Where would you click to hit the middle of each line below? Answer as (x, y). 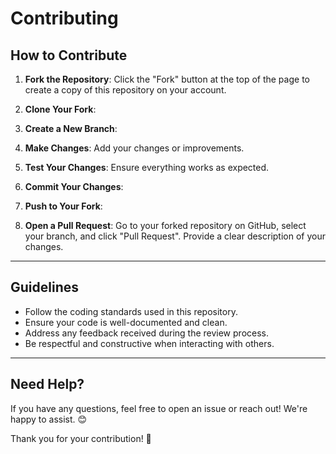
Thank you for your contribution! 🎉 (81, 438)
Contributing (64, 18)
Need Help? (47, 384)
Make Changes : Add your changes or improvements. (134, 148)
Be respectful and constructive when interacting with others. (149, 343)
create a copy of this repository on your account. (125, 90)
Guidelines (44, 287)
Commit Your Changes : (74, 186)
